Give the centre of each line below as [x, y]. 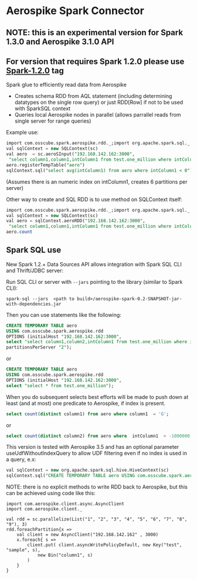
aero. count [19, 232]
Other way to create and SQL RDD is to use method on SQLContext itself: [94, 199]
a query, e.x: [21, 459]
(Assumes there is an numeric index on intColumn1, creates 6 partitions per [97, 182]
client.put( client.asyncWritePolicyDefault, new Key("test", [105, 545]
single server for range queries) [53, 121]
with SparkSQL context [43, 109]
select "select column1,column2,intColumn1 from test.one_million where [97, 342]
